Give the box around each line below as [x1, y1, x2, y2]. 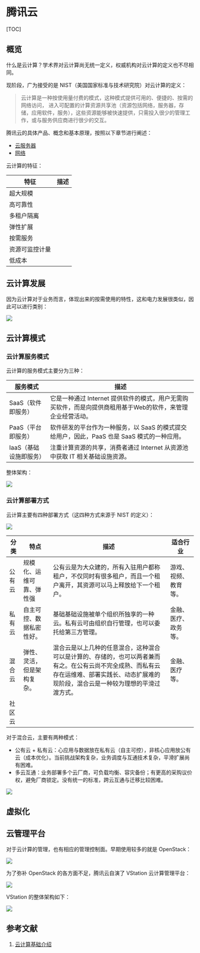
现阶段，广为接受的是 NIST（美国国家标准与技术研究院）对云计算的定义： [6, 81, 187, 88]
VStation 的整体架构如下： [6, 893, 70, 901]
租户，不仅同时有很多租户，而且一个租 [52, 572, 161, 580]
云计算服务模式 [6, 352, 49, 361]
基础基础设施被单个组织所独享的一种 [52, 609, 155, 618]
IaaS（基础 [9, 444, 40, 452]
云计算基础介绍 [14, 940, 52, 948]
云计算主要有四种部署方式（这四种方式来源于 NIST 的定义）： [6, 511, 155, 518]
